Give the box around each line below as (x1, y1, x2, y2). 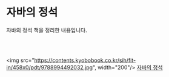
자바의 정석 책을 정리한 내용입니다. (6, 26, 87, 34)
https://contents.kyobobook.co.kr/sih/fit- (34, 57, 136, 64)
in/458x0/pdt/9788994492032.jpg (6, 64, 93, 71)
